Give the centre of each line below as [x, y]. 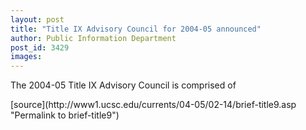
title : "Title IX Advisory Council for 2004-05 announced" [136, 29]
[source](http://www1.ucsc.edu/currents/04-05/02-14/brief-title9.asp [153, 105]
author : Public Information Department [93, 38]
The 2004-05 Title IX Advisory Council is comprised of [123, 85]
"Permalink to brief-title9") [65, 115]
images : [26, 57]
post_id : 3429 [40, 47]
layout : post [37, 19]
